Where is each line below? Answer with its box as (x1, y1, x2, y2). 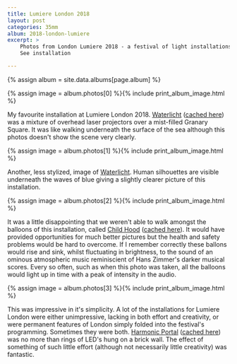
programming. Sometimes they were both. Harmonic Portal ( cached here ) (7, 327, 221, 336)
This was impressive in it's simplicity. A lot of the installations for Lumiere (7, 305, 220, 313)
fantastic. (7, 350, 35, 358)
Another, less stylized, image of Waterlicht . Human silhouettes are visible (7, 168, 219, 176)
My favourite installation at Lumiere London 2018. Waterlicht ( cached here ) (7, 110, 224, 119)
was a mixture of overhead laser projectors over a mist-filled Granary (7, 117, 208, 126)
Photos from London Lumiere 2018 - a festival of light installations (20, 43, 232, 50)
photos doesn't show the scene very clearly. (7, 132, 136, 141)
